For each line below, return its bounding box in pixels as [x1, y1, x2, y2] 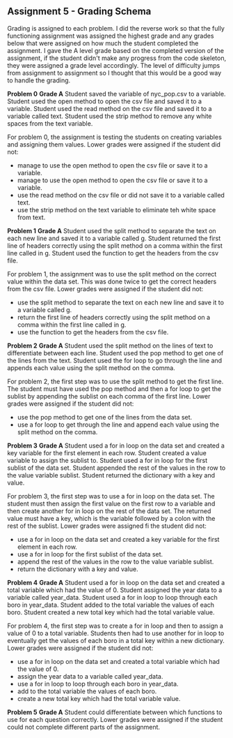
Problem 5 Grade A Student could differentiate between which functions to [7, 708, 223, 716]
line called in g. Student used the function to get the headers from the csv [7, 249, 219, 257]
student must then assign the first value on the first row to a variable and [7, 499, 216, 508]
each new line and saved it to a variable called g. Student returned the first [7, 234, 221, 242]
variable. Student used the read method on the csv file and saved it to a [7, 104, 212, 112]
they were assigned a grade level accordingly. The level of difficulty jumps [7, 61, 220, 69]
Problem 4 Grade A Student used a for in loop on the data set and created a [7, 578, 225, 586]
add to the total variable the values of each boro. [17, 687, 157, 695]
